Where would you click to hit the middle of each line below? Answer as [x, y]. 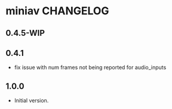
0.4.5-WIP [25, 33]
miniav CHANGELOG [57, 11]
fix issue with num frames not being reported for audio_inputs [90, 67]
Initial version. [31, 101]
